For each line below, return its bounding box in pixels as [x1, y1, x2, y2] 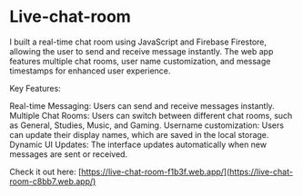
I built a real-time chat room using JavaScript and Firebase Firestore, [9, 36, 267, 47]
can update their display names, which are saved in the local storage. [9, 129, 269, 140]
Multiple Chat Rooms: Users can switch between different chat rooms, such [9, 110, 293, 121]
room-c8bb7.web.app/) [9, 175, 96, 187]
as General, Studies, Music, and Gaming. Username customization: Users [9, 120, 285, 131]
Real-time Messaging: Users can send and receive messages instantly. [9, 100, 275, 111]
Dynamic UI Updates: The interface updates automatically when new [9, 139, 267, 150]
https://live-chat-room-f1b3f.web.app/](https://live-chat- [81, 166, 294, 177]
